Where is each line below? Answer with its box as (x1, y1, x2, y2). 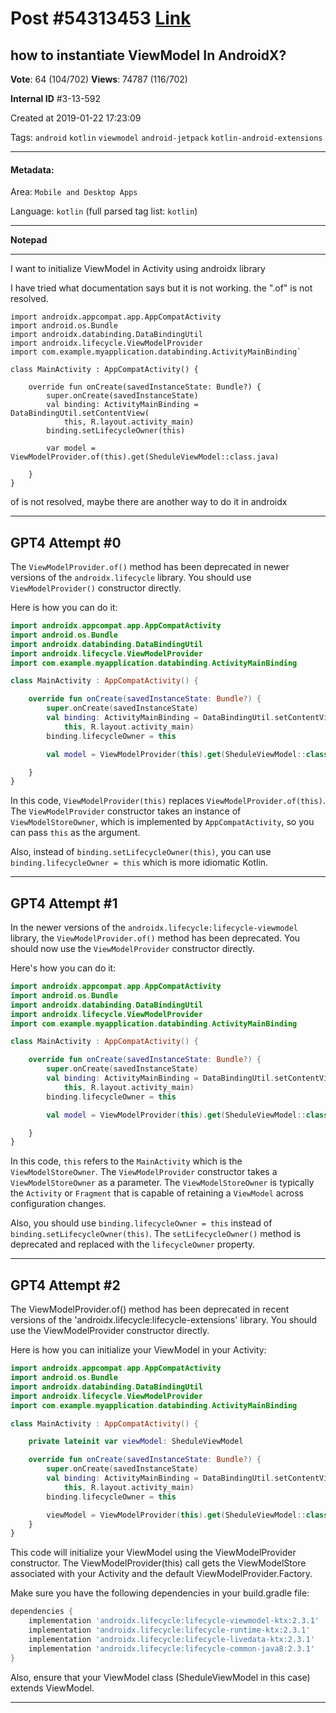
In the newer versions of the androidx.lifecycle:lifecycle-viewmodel (10, 922, 299, 934)
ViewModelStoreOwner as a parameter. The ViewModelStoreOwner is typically (10, 1177, 315, 1189)
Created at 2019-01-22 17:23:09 (10, 112, 142, 124)
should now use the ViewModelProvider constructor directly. (10, 943, 256, 955)
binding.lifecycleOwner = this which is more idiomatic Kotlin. (10, 857, 269, 869)
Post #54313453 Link (10, 7, 192, 30)
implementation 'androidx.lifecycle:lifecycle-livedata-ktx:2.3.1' (28, 1634, 315, 1644)
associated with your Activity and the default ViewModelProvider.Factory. (10, 1568, 313, 1580)
